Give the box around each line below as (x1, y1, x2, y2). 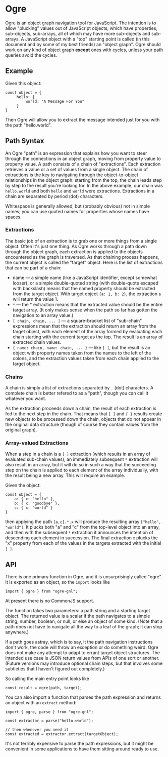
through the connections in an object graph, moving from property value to (5, 155, 161, 162)
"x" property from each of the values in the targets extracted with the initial (5, 540, 161, 546)
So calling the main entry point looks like (5, 675, 89, 682)
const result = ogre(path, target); (5, 686, 82, 691)
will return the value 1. (12, 296, 59, 302)
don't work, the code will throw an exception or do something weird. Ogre (5, 644, 158, 651)
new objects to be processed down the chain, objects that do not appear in (5, 416, 161, 422)
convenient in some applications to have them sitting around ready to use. (5, 746, 159, 752)
